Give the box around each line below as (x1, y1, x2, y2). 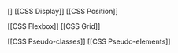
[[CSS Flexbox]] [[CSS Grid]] (7, 22, 101, 30)
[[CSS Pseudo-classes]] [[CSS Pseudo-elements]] (7, 37, 171, 46)
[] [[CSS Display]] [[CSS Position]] (7, 7, 119, 16)
